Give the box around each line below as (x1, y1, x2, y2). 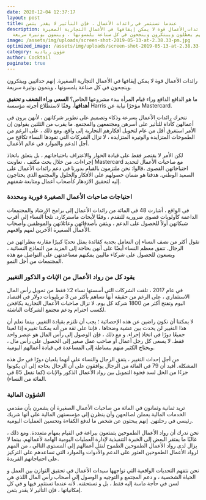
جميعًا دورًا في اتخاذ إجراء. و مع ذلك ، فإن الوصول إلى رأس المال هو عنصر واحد (7, 331, 185, 338)
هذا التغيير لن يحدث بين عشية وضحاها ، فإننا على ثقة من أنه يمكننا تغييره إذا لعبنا (7, 325, 187, 332)
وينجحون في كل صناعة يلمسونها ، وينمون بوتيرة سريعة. (7, 83, 132, 90)
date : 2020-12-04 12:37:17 (7, 9, 76, 15)
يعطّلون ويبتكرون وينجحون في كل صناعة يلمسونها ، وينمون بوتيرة (29, 32, 193, 38)
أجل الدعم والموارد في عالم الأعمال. (7, 139, 89, 147)
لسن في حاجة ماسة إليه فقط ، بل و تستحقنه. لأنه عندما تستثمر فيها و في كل (7, 480, 179, 487)
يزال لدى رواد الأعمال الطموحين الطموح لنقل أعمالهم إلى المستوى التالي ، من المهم (7, 442, 197, 449)
